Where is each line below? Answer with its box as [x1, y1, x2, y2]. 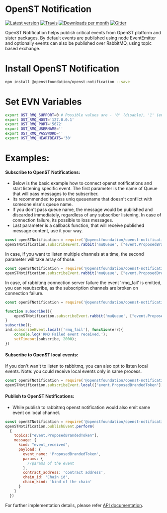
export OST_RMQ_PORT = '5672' [5, 122, 64, 127]
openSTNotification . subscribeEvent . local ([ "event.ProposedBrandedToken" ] [5, 382, 162, 388]
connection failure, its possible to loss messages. [12, 217, 113, 223]
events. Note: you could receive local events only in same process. [5, 368, 142, 374]
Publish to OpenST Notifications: [5, 393, 75, 399]
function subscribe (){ [5, 308, 52, 314]
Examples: [5, 153, 50, 164]
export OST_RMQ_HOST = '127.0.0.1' [5, 117, 75, 122]
